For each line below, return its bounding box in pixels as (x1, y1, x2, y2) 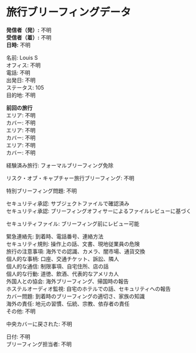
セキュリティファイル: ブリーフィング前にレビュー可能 (6, 220, 140, 227)
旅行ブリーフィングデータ (6, 5, 131, 19)
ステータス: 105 (6, 84, 44, 91)
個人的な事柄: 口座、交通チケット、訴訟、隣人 (6, 255, 120, 262)
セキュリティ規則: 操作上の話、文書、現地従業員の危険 (6, 240, 140, 247)
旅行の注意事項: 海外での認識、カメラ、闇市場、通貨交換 (6, 248, 145, 255)
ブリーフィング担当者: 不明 (6, 340, 72, 348)
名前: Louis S (6, 54, 38, 61)
